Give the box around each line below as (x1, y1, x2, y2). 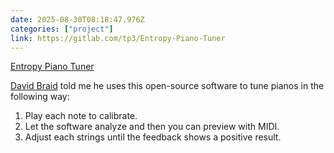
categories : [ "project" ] (10, 24, 114, 34)
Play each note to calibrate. (24, 110, 138, 122)
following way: (10, 91, 70, 103)
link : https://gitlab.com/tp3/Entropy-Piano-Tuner (10, 33, 226, 43)
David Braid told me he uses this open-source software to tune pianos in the (10, 80, 325, 92)
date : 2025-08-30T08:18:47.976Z (10, 14, 145, 25)
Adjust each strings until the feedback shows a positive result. (24, 131, 282, 143)
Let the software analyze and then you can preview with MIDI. (24, 121, 280, 133)
